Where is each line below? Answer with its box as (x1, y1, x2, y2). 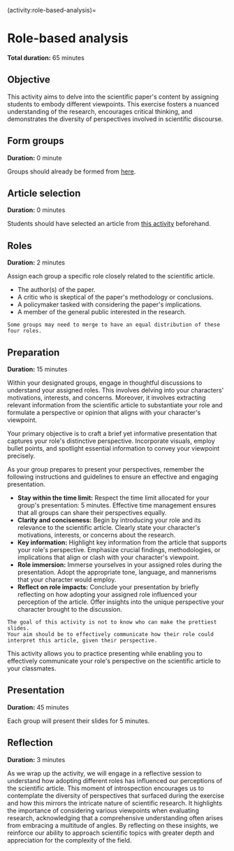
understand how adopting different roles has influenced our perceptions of (7, 776, 223, 785)
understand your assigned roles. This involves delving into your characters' (7, 386, 224, 394)
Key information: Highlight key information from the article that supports (17, 538, 227, 547)
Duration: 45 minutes (7, 703, 69, 711)
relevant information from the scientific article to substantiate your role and (7, 401, 223, 409)
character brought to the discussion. (17, 605, 122, 613)
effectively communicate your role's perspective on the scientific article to (7, 657, 221, 665)
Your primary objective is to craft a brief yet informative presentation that (7, 430, 217, 437)
